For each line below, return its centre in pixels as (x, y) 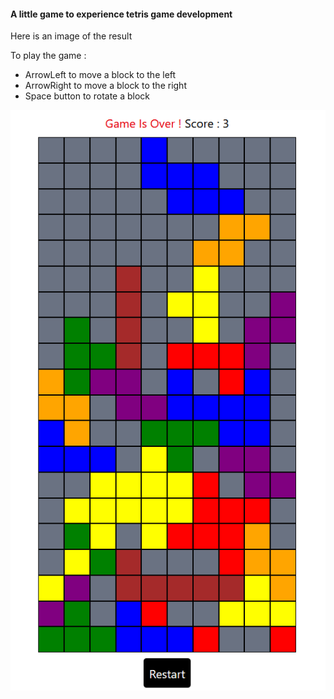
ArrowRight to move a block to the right (105, 86)
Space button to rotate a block (87, 96)
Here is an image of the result (71, 36)
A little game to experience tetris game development (121, 14)
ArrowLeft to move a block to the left (100, 75)
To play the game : (48, 56)
